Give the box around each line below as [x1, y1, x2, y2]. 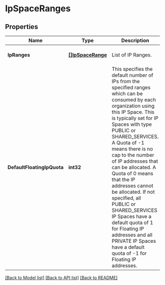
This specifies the [111, 66, 153, 72]
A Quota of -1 [111, 140, 145, 146]
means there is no [111, 145, 153, 152]
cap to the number [111, 152, 155, 158]
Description [121, 37, 149, 44]
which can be [111, 90, 143, 97]
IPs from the [111, 78, 140, 85]
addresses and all [111, 231, 153, 238]
